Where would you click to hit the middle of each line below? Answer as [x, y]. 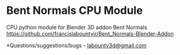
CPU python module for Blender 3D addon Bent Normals [77, 27]
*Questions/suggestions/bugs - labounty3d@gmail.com [76, 45]
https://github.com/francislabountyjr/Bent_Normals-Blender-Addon [90, 33]
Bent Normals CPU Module [75, 11]
